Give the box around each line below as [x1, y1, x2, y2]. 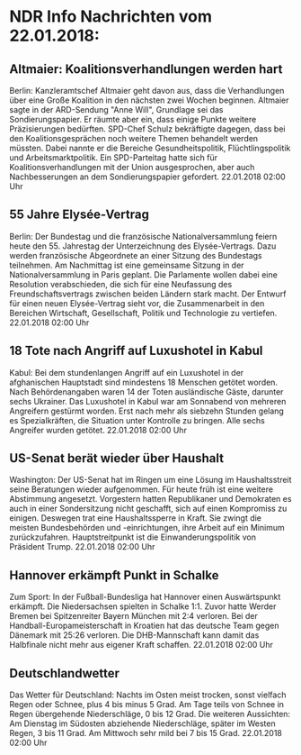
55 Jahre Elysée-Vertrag [9, 207, 150, 223]
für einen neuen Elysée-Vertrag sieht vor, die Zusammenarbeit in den [9, 297, 265, 308]
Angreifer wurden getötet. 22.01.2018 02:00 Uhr [9, 424, 187, 435]
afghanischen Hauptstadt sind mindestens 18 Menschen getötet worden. [9, 377, 279, 387]
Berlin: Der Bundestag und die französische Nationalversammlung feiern [9, 231, 278, 241]
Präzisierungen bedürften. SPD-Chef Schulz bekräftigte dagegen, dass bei [9, 123, 286, 134]
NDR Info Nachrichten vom [9, 6, 213, 27]
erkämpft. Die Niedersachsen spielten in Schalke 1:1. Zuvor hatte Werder [9, 601, 277, 612]
